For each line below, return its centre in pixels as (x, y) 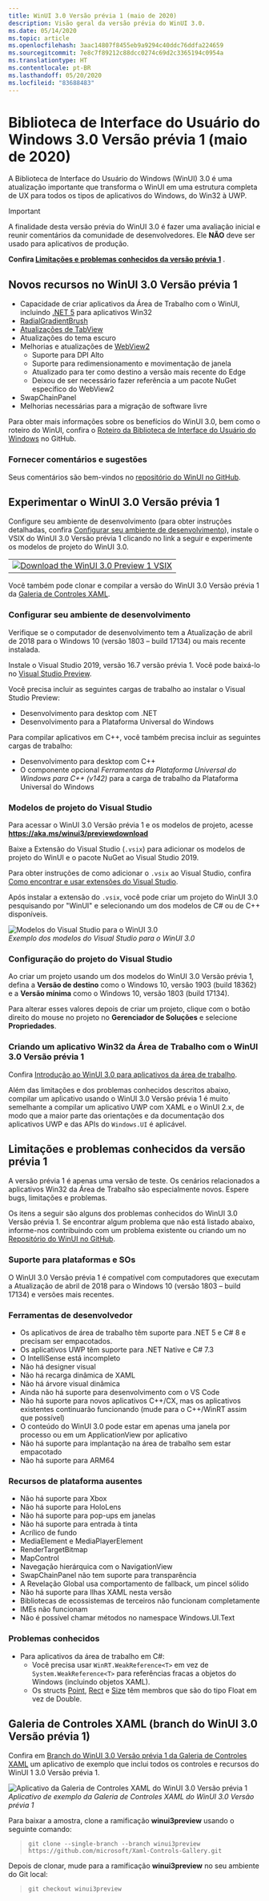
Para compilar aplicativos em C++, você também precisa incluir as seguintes (134, 737)
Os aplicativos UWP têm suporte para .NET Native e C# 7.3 (117, 1349)
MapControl (40, 1558)
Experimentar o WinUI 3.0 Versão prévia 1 (114, 502)
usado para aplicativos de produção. (69, 244)
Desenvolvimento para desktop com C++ (88, 761)
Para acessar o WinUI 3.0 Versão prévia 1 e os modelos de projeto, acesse (131, 825)
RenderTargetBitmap (54, 1550)
